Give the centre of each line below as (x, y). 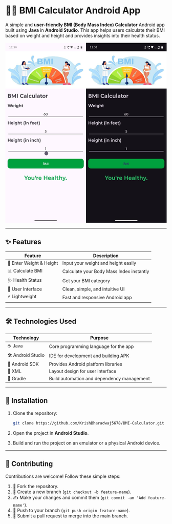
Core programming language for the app (91, 346)
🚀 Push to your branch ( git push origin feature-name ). (71, 510)
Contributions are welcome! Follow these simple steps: (63, 476)
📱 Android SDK (23, 364)
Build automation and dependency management (99, 378)
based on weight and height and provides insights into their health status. (83, 35)
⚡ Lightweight (22, 297)
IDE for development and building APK (89, 356)
